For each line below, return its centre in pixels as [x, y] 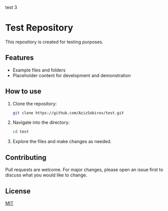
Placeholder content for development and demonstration [72, 75]
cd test [20, 132]
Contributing [26, 157]
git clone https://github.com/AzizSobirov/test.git [68, 113]
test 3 [11, 7]
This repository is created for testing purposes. [54, 42]
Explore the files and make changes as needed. [62, 142]
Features [19, 58]
